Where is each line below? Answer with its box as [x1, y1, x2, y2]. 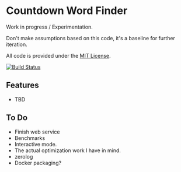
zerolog [14, 153, 33, 160]
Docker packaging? [14, 159, 62, 166]
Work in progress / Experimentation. [6, 23, 93, 30]
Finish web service [14, 128, 60, 135]
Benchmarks [14, 134, 46, 141]
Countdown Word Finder [6, 4, 128, 17]
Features [6, 80, 39, 90]
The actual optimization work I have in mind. [14, 147, 121, 154]
